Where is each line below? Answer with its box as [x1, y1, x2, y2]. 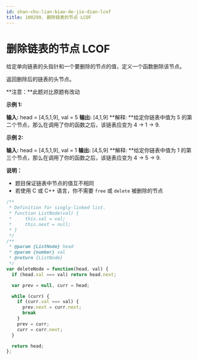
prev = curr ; [17, 321, 50, 327]
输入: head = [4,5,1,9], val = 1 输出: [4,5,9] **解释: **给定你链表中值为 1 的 [6, 147, 187, 154]
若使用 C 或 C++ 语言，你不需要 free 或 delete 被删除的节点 [14, 187, 163, 195]
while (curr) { [11, 293, 50, 300]
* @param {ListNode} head [8, 244, 74, 250]
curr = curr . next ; [17, 326, 63, 332]
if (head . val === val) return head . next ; [11, 271, 117, 277]
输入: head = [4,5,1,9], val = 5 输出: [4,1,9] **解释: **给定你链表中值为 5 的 [6, 114, 187, 121]
